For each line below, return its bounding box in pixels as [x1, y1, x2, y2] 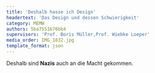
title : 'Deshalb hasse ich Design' [6, 9, 96, 15]
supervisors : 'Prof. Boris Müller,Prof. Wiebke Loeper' [6, 32, 150, 38]
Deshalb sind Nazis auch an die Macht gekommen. [6, 59, 133, 67]
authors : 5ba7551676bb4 [6, 26, 67, 32]
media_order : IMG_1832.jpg [6, 37, 74, 43]
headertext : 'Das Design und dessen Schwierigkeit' [6, 15, 139, 21]
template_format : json [6, 43, 64, 49]
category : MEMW [6, 20, 45, 26]
